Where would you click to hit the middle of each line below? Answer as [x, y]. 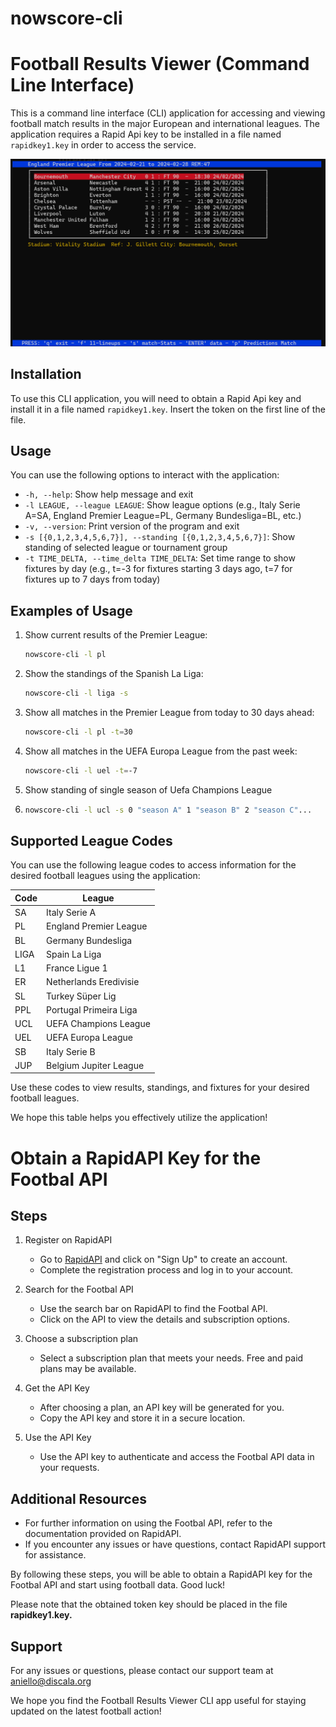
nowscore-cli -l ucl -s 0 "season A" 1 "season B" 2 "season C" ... [168, 810]
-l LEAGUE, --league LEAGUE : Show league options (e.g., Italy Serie [162, 505]
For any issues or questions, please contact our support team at [142, 1671]
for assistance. [55, 1555]
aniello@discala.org [51, 1681]
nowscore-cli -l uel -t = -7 [81, 770]
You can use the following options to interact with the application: [145, 475]
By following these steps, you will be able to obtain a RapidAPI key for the [161, 1574]
